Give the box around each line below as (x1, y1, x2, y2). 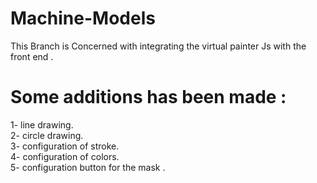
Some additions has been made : (10, 86, 287, 109)
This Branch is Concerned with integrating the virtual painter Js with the (10, 40, 307, 52)
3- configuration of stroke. (10, 140, 120, 152)
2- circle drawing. (10, 129, 84, 141)
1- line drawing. (10, 118, 74, 131)
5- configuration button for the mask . (10, 161, 166, 173)
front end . (10, 50, 54, 62)
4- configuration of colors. (10, 150, 120, 162)
